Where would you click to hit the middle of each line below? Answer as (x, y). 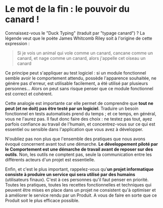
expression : (18, 43)
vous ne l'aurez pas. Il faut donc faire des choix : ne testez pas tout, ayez (79, 119)
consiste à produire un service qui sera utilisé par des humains (70, 174)
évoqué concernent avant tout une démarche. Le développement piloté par (81, 144)
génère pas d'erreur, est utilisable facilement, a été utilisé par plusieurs (77, 83)
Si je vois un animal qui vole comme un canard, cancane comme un (85, 53)
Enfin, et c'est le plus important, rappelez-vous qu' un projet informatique (80, 169)
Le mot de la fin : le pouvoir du (67, 9)
